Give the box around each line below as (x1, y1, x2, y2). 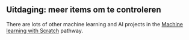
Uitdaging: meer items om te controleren (6, 5, 161, 15)
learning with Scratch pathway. (6, 27, 83, 34)
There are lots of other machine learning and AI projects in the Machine (6, 20, 184, 27)
